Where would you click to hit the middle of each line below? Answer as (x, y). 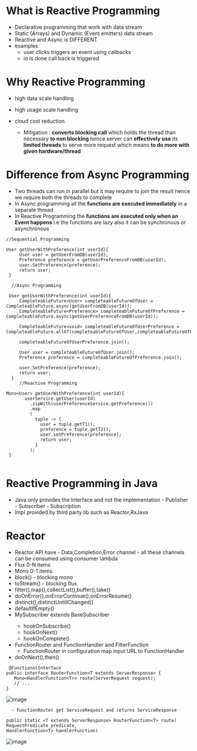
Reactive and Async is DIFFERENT (56, 39)
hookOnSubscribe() (47, 626)
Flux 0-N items (33, 564)
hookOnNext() (40, 632)
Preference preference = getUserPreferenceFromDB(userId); (93, 260)
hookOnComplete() (47, 638)
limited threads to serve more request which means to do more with (106, 144)
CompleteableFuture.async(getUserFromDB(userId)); (69, 306)
